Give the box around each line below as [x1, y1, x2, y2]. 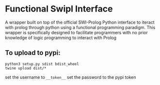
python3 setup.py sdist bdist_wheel [5, 61, 79, 66]
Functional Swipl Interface [5, 3, 113, 14]
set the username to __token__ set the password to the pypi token [5, 74, 136, 80]
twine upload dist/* [5, 66, 47, 71]
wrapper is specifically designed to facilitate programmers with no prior [5, 29, 148, 35]
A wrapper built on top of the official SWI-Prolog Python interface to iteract [5, 19, 155, 25]
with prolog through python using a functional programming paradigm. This [5, 24, 156, 30]
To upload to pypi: [5, 49, 61, 57]
